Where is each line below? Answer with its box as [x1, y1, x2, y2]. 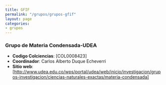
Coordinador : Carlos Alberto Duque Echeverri [12, 58, 106, 64]
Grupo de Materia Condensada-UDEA [5, 42, 97, 49]
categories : [5, 21, 30, 26]
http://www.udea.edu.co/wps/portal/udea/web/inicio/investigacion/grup [14, 69, 161, 75]
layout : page [5, 16, 32, 21]
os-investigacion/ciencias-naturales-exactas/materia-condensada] [12, 74, 149, 80]
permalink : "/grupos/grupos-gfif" [5, 12, 77, 17]
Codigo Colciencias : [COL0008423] [12, 53, 87, 59]
